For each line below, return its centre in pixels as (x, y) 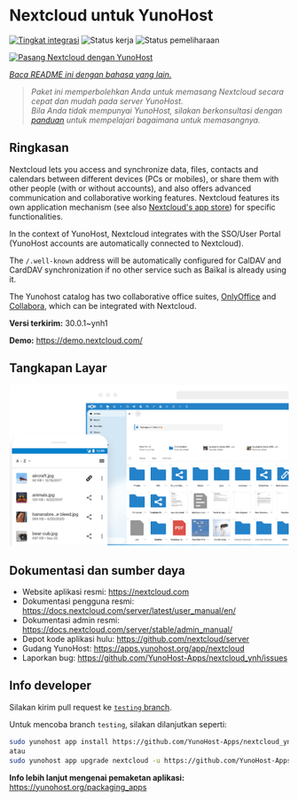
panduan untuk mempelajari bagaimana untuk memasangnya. (145, 120)
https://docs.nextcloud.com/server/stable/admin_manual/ (127, 630)
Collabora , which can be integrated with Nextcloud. (103, 305)
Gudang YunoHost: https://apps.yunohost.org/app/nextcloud (133, 648)
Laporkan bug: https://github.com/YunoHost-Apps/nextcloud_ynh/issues (155, 658)
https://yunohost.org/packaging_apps (78, 787)
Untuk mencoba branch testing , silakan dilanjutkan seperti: (118, 724)
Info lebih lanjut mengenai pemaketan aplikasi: (97, 777)
